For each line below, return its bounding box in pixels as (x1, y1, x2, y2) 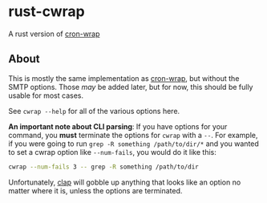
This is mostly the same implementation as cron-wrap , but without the (8, 73, 240, 83)
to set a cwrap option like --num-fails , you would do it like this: (8, 147, 216, 156)
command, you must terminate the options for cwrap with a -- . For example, (8, 130, 258, 140)
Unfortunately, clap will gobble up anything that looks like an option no (8, 177, 241, 187)
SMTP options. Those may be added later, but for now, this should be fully (8, 82, 253, 91)
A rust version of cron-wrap (8, 29, 100, 39)
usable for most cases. (8, 91, 84, 100)
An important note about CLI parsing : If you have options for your (8, 121, 228, 131)
